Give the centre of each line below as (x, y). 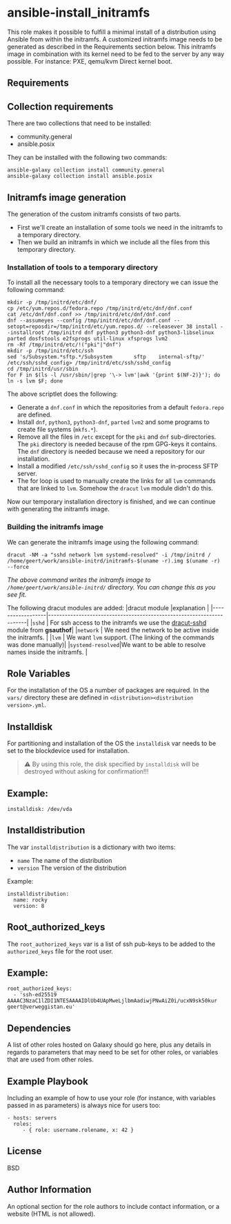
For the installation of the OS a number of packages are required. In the (108, 691)
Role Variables (39, 674)
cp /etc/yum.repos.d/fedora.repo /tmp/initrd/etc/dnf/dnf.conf (100, 309)
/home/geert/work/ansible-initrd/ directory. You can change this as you (111, 587)
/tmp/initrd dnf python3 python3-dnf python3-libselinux (131, 333)
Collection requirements (60, 106)
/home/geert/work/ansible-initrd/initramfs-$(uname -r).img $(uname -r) (114, 561)
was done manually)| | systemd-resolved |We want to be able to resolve (107, 644)
